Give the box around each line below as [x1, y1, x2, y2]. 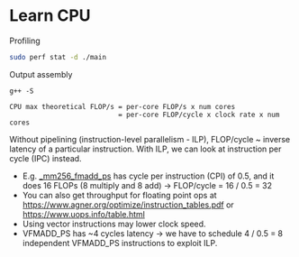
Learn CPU [9, 5, 92, 26]
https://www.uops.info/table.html [22, 208, 146, 219]
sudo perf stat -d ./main [9, 52, 106, 61]
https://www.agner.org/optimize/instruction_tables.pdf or [22, 199, 234, 210]
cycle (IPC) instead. [9, 152, 83, 163]
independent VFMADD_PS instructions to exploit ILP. [22, 237, 218, 248]
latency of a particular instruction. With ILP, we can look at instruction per [9, 143, 282, 154]
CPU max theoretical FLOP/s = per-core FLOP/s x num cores [9, 102, 236, 111]
